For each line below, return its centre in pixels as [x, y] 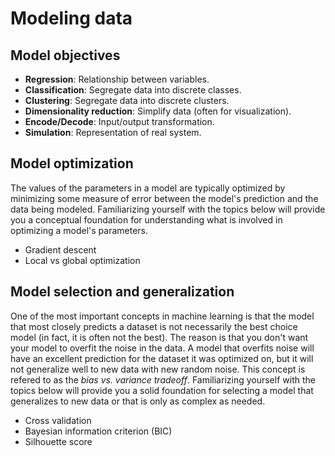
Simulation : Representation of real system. [113, 132]
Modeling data [71, 18]
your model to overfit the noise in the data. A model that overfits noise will [162, 348]
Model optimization [72, 163]
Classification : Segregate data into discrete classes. [133, 90]
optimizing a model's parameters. [79, 230]
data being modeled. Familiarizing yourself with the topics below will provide [168, 209]
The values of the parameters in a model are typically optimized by [148, 188]
